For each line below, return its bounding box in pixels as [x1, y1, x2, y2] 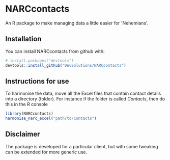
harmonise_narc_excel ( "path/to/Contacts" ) [5, 116, 97, 121]
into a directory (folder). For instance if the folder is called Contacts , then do [5, 96, 165, 102]
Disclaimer [5, 130, 40, 139]
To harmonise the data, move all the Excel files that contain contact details [5, 90, 161, 97]
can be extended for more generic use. [5, 149, 88, 155]
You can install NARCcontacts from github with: [5, 48, 105, 54]
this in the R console [5, 101, 48, 108]
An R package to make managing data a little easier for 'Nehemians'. [5, 20, 149, 26]
